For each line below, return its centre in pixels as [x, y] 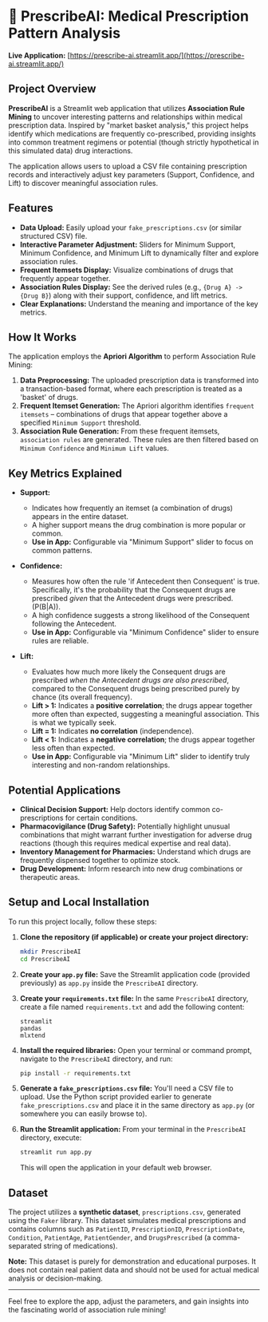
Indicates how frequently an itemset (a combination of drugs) [132, 508]
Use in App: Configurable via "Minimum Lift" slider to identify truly [141, 757]
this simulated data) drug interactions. [71, 150]
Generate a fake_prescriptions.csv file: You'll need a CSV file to [126, 1088]
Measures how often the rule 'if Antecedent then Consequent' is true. [146, 581]
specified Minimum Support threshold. [81, 423]
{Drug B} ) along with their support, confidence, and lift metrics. [124, 295]
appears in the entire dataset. [80, 517]
